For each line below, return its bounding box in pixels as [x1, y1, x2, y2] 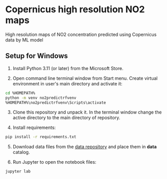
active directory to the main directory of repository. [12, 115, 121, 121]
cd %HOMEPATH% [5, 91, 36, 96]
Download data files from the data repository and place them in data [12, 144, 157, 150]
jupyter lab [5, 169, 31, 174]
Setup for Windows [5, 52, 68, 60]
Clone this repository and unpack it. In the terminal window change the [12, 109, 162, 116]
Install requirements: [12, 124, 56, 131]
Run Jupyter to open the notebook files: [12, 159, 97, 165]
